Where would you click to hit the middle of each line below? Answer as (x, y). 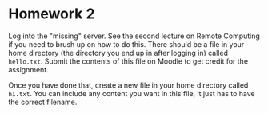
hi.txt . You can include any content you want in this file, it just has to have (132, 93)
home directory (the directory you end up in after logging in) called (118, 53)
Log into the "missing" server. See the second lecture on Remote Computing (134, 36)
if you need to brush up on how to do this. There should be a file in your (126, 44)
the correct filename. (43, 102)
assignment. (29, 69)
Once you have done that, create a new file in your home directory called (128, 85)
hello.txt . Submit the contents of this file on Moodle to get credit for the (128, 61)
